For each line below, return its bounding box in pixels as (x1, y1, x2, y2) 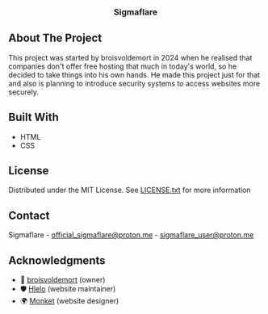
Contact (8, 208, 50, 222)
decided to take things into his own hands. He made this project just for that (8, 69, 261, 79)
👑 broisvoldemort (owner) (19, 274, 106, 284)
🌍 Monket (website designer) (19, 295, 119, 305)
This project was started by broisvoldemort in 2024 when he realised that (8, 52, 253, 62)
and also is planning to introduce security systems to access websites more (8, 78, 261, 88)
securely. (8, 87, 39, 97)
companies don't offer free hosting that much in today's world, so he (8, 61, 237, 71)
